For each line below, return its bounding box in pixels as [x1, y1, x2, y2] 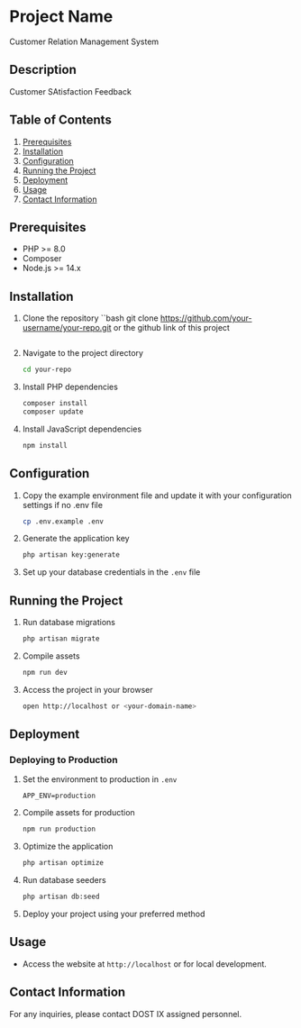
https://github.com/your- [160, 313, 252, 323]
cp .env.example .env [22, 516, 104, 526]
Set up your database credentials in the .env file [22, 567, 201, 578]
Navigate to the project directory [22, 348, 144, 359]
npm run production [22, 824, 96, 834]
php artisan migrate [22, 634, 100, 643]
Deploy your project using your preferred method [22, 908, 205, 919]
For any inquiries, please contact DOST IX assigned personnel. [9, 1008, 242, 1019]
